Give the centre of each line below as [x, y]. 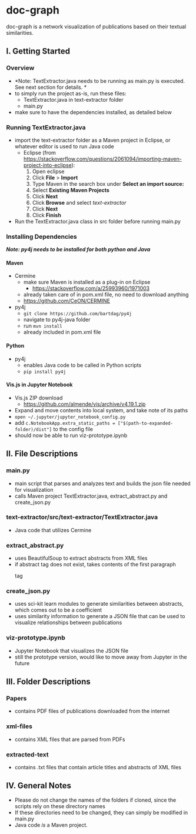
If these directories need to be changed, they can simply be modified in [101, 812]
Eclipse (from [39, 152]
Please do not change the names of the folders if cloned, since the [95, 800]
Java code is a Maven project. [51, 825]
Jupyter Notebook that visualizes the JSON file [71, 650]
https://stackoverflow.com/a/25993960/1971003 [91, 288]
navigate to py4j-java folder [57, 320]
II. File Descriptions [42, 454]
